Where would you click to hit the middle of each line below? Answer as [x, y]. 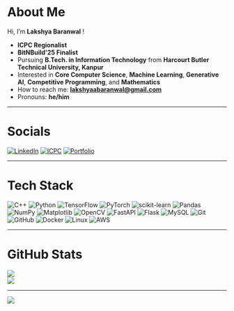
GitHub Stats [45, 255]
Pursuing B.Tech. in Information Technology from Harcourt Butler [113, 59]
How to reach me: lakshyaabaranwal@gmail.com [89, 89]
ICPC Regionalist [42, 45]
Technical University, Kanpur [61, 67]
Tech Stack [40, 186]
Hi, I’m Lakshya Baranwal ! [46, 31]
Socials [29, 131]
